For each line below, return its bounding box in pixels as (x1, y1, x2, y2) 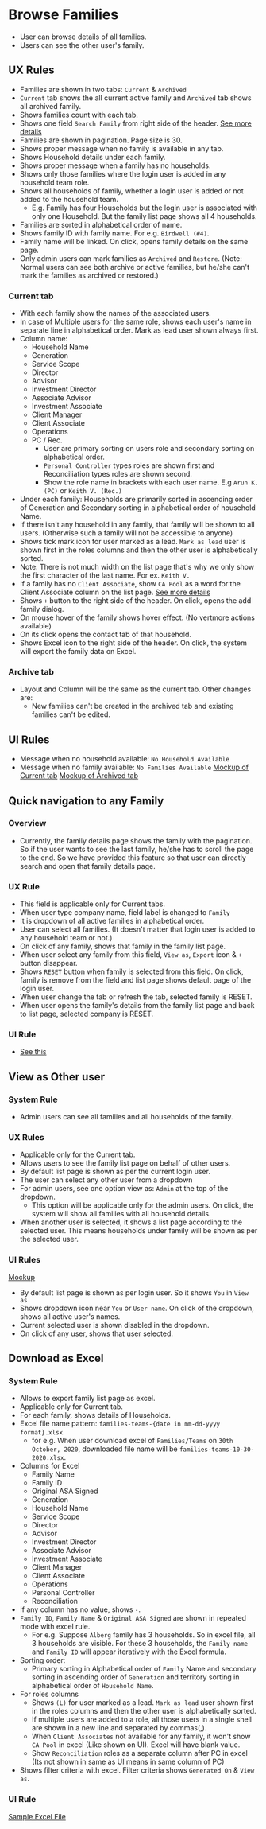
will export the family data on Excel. (19, 647, 137, 656)
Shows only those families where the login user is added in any (19, 169, 226, 178)
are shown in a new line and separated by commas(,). (31, 1723, 207, 1733)
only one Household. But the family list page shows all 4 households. (31, 211, 257, 220)
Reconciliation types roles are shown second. (43, 469, 193, 479)
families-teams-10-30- (179, 1446, 255, 1453)
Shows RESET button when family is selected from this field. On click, (19, 967, 244, 976)
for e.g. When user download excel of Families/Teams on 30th (31, 1436, 233, 1446)
